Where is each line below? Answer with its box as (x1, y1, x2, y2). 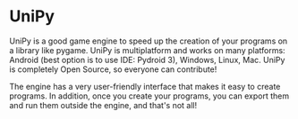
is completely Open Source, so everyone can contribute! (9, 64, 217, 75)
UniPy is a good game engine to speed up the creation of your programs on (9, 36, 288, 46)
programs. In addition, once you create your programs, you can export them (9, 91, 290, 101)
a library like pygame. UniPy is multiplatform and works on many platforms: (9, 44, 285, 55)
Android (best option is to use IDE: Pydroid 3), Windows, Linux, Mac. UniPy (9, 54, 285, 65)
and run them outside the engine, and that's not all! (9, 99, 198, 110)
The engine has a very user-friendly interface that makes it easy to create (9, 81, 281, 91)
